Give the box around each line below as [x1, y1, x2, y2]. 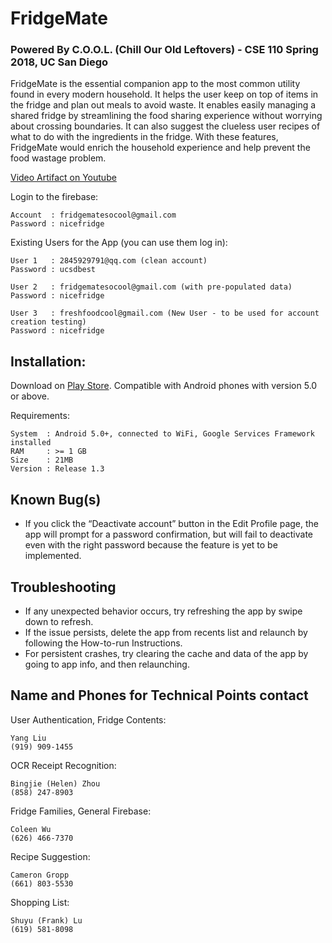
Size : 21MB [10, 455, 74, 466]
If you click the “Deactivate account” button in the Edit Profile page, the [24, 518, 320, 530]
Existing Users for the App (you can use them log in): [10, 237, 228, 249]
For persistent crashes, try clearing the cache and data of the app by [24, 647, 309, 659]
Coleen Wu [10, 824, 52, 834]
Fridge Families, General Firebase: [10, 805, 152, 817]
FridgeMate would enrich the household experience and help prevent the [10, 142, 311, 154]
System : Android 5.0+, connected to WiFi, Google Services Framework [10, 429, 315, 439]
